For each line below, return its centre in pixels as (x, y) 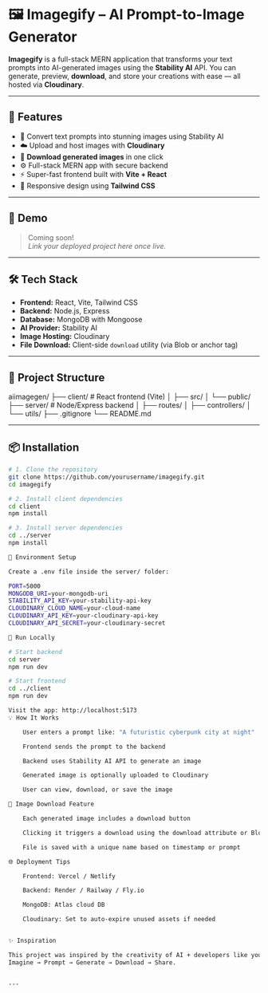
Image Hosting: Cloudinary (65, 337)
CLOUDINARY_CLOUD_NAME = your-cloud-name (75, 609)
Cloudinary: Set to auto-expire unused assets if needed (119, 920)
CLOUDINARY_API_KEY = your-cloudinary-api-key (83, 616)
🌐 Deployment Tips (39, 861)
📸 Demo (28, 218)
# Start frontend (37, 681)
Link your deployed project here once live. (97, 246)
